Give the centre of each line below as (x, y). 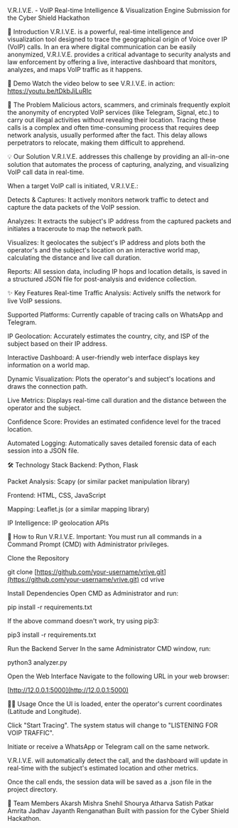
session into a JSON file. (43, 451)
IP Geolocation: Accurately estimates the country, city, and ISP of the (108, 336)
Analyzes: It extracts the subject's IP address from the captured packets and (119, 221)
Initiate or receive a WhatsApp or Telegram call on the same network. (109, 747)
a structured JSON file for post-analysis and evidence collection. (102, 279)
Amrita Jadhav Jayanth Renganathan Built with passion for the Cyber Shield (118, 811)
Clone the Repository (38, 558)
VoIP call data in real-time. (46, 172)
